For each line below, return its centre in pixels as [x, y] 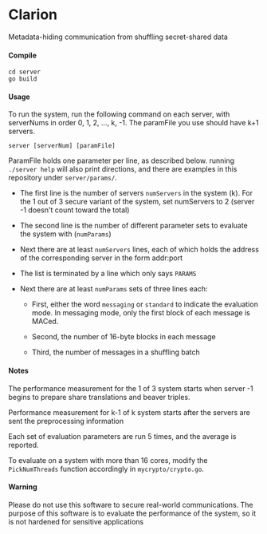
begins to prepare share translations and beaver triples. [99, 397]
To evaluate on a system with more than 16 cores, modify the [108, 460]
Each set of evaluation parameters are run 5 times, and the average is [122, 436]
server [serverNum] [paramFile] [62, 146]
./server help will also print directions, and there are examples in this [123, 169]
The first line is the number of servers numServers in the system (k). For [136, 193]
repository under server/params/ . [63, 178]
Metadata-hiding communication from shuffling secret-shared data [118, 37]
